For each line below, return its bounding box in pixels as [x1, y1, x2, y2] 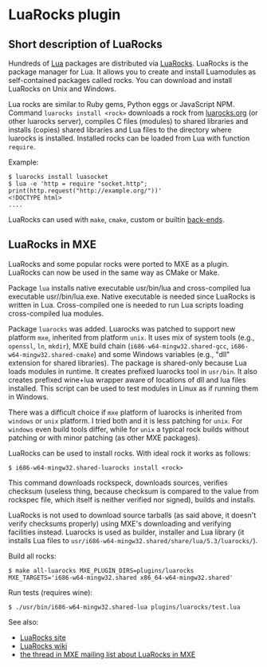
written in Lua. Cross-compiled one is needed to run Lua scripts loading [8, 300, 244, 309]
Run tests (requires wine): [8, 587, 93, 597]
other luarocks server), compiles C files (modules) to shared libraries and [8, 117, 249, 125]
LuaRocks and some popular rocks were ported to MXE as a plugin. [8, 259, 230, 268]
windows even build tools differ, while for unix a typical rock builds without [8, 424, 249, 434]
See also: [8, 617, 39, 626]
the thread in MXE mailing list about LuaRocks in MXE [19, 649, 196, 659]
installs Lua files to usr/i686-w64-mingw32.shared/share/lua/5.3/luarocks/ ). [8, 535, 258, 545]
